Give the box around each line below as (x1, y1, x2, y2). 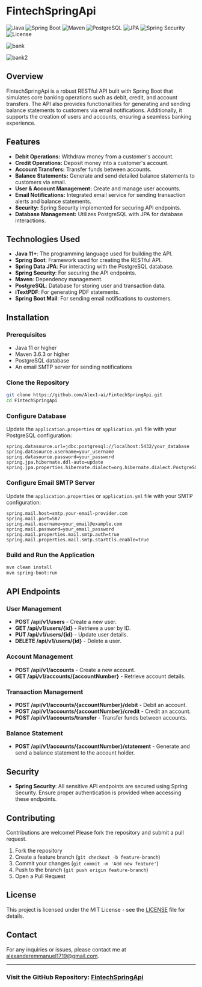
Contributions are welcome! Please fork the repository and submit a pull (6, 829, 185, 836)
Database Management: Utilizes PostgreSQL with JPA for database (14, 210, 183, 217)
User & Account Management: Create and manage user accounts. (14, 185, 181, 192)
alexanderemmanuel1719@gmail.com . (6, 952, 100, 959)
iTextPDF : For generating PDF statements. (14, 288, 120, 296)
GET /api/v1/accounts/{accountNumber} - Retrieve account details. (14, 673, 186, 680)
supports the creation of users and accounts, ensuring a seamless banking (6, 113, 192, 120)
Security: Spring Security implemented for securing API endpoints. (14, 204, 182, 211)
